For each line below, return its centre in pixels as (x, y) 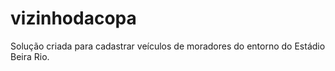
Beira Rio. (30, 56)
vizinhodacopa (73, 18)
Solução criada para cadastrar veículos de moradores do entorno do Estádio (168, 46)
